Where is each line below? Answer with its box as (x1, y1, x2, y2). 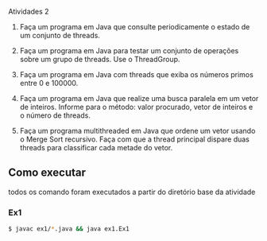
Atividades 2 (8, 7, 49, 16)
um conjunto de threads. (19, 31, 101, 40)
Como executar (8, 166, 86, 180)
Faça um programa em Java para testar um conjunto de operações (19, 46, 239, 55)
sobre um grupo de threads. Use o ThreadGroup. (19, 55, 180, 64)
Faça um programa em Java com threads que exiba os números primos (19, 70, 254, 79)
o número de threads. (19, 111, 91, 120)
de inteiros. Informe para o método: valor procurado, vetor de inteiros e (19, 103, 253, 111)
